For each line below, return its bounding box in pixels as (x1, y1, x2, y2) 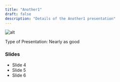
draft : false (5, 12, 31, 16)
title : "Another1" (5, 7, 42, 12)
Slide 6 (12, 72, 26, 78)
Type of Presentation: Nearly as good (5, 39, 80, 45)
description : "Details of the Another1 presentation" (5, 16, 116, 21)
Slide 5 (12, 67, 26, 73)
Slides (5, 51, 20, 58)
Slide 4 (12, 62, 27, 68)
